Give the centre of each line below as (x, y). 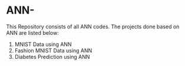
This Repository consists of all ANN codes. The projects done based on (93, 27)
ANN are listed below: (32, 32)
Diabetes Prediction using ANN (52, 57)
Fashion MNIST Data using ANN (53, 50)
